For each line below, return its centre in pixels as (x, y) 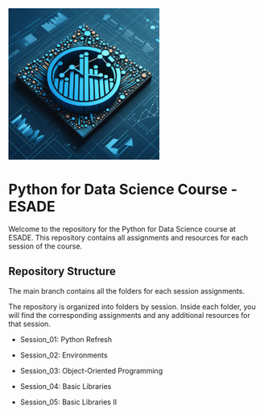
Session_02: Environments (64, 355)
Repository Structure (62, 272)
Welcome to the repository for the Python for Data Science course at (122, 228)
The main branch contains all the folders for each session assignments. (127, 291)
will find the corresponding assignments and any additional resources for (130, 315)
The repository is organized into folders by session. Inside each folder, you (132, 307)
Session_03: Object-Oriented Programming (91, 370)
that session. (29, 324)
